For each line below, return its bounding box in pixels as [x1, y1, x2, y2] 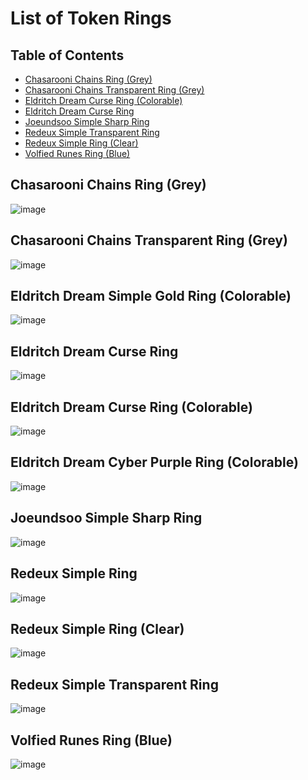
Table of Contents [10, 47, 125, 64]
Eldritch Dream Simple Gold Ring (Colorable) [10, 288, 292, 305]
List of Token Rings [10, 7, 172, 30]
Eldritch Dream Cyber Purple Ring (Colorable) [10, 454, 299, 471]
